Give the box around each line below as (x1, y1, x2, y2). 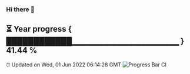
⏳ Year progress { (6, 24, 72, 34)
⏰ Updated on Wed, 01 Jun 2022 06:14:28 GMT (6, 61, 122, 68)
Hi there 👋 (6, 5, 35, 14)
